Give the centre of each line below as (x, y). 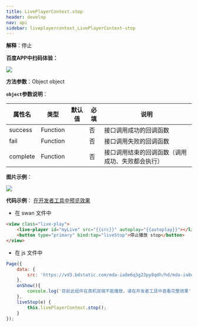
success (21, 130)
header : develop (26, 17)
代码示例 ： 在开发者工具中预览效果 (48, 200)
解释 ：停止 (19, 45)
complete (22, 157)
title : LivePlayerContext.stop (44, 11)
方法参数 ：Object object (35, 82)
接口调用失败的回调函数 (137, 141)
